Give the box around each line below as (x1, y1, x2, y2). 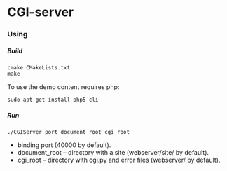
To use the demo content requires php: (7, 83, 120, 91)
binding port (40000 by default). (17, 141, 111, 149)
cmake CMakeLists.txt (7, 64, 71, 71)
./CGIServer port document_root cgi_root (7, 129, 130, 136)
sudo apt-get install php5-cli (7, 96, 99, 104)
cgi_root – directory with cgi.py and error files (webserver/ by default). (17, 156, 221, 165)
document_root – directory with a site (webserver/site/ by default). (17, 149, 209, 157)
